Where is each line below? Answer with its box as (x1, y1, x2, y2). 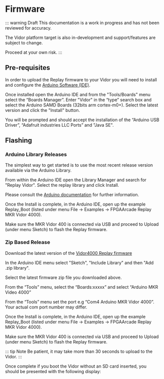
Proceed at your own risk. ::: (5, 49, 63, 55)
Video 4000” (5, 289, 31, 295)
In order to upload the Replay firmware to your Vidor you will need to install (5, 76, 157, 82)
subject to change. (5, 39, 43, 45)
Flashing (5, 137, 33, 145)
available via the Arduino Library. (5, 168, 72, 173)
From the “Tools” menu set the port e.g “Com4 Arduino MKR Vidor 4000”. (5, 299, 155, 305)
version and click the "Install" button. (5, 107, 80, 113)
